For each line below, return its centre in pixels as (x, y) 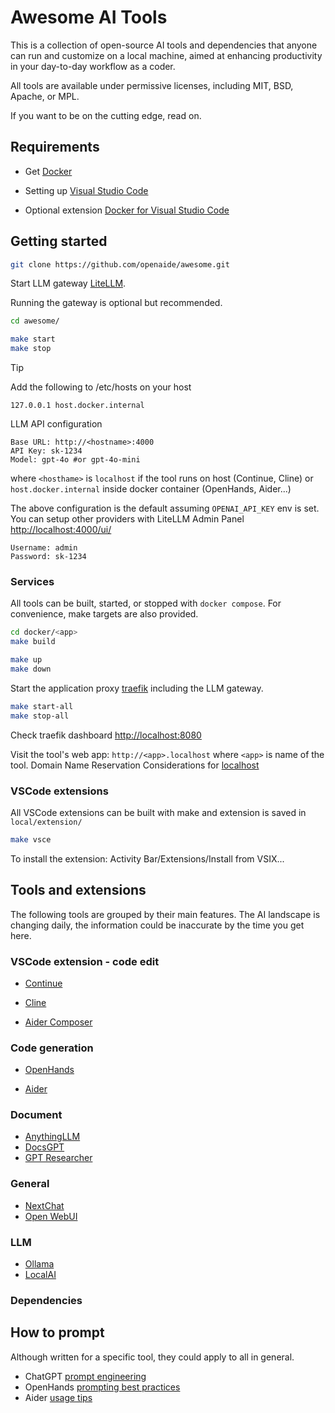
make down (31, 669)
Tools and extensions (78, 890)
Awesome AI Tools (89, 17)
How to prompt (57, 1332)
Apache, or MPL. (45, 96)
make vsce (31, 839)
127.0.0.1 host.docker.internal (77, 406)
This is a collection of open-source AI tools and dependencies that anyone (164, 45)
